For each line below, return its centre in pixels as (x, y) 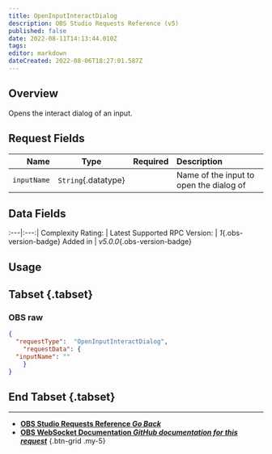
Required (151, 161)
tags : (17, 46)
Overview (34, 94)
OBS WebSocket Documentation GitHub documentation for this (129, 432)
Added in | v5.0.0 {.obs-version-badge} (127, 242)
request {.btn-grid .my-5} (63, 441)
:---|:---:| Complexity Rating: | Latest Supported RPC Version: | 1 (115, 233)
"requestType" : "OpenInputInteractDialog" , (92, 342)
